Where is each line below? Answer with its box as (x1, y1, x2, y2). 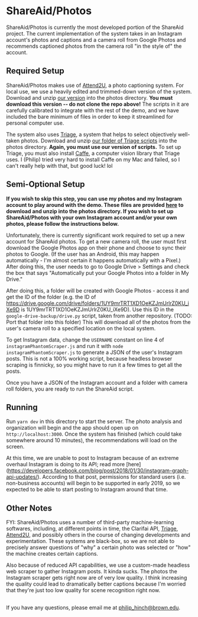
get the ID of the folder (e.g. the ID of (6, 293, 96, 300)
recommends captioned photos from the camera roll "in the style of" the (6, 43, 182, 50)
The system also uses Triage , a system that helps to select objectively (6, 131, 177, 138)
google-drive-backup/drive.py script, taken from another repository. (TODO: (6, 312, 193, 319)
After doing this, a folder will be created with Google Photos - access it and (6, 287, 189, 294)
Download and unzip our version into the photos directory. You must (6, 94, 173, 101)
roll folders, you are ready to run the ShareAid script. (6, 385, 134, 392)
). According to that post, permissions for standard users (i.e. (37, 473, 186, 480)
